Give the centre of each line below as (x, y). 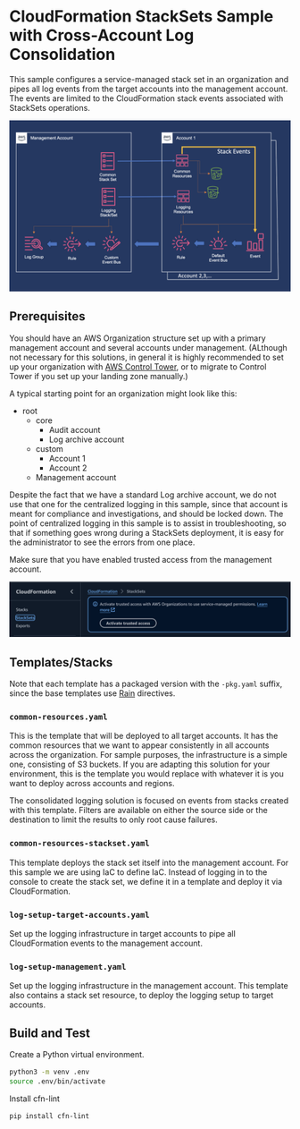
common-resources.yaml (58, 717)
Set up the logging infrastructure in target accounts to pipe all (123, 934)
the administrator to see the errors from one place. (102, 542)
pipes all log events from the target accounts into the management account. (149, 89)
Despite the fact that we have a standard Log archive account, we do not (143, 495)
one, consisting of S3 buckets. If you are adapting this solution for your (140, 764)
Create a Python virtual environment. (77, 1055)
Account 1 (67, 458)
